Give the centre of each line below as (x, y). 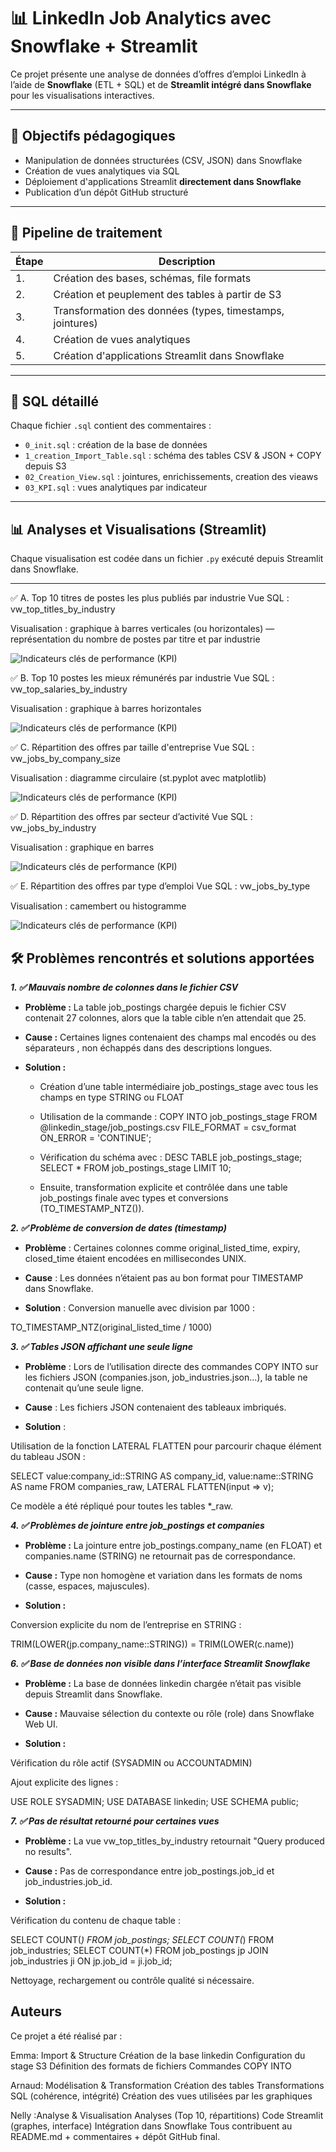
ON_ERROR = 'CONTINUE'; (95, 1138)
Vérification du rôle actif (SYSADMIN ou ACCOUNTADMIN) (131, 1763)
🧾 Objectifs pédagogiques (93, 136)
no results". (48, 1851)
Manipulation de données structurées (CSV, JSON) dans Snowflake (163, 160)
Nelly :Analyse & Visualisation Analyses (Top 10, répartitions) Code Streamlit (167, 2115)
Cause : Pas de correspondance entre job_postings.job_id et (149, 1871)
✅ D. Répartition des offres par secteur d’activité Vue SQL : (131, 817)
